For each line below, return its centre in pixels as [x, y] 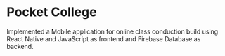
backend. [20, 46]
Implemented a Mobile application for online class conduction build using [112, 31]
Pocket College [52, 12]
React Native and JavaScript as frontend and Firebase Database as [104, 38]
